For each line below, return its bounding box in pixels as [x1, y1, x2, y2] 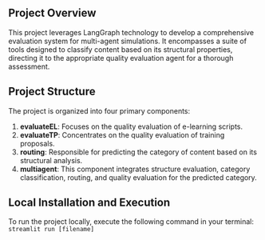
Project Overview [8, 6, 97, 20]
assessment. [8, 62, 50, 71]
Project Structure [8, 85, 96, 98]
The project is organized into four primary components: [8, 106, 191, 115]
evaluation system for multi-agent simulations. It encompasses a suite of [8, 36, 247, 46]
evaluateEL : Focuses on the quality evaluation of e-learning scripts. [19, 122, 243, 131]
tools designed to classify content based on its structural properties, [8, 44, 233, 54]
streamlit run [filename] [8, 226, 94, 234]
